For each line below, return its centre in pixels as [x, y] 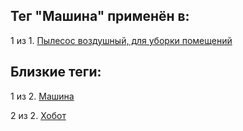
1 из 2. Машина [42, 96]
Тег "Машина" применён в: [100, 16]
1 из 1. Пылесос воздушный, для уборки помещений [121, 40]
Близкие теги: [56, 72]
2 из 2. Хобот [38, 115]
